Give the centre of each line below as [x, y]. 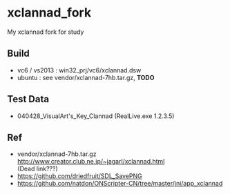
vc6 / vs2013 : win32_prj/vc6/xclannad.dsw [79, 70]
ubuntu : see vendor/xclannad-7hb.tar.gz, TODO [86, 77]
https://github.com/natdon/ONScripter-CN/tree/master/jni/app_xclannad [120, 184]
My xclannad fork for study [46, 32]
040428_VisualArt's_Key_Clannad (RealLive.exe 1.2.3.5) [96, 116]
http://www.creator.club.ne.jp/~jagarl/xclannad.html [91, 162]
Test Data [28, 99]
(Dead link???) [37, 169]
